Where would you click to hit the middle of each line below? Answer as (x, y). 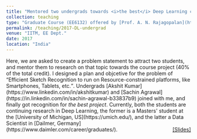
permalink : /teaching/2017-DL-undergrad (56, 28)
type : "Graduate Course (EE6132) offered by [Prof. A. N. (78, 22)
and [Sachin (125, 92)
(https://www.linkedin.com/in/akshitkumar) (58, 92)
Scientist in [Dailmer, (31, 123)
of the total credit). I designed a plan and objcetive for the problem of (89, 73)
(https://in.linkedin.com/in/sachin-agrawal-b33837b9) (71, 98)
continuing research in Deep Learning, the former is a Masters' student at (95, 111)
